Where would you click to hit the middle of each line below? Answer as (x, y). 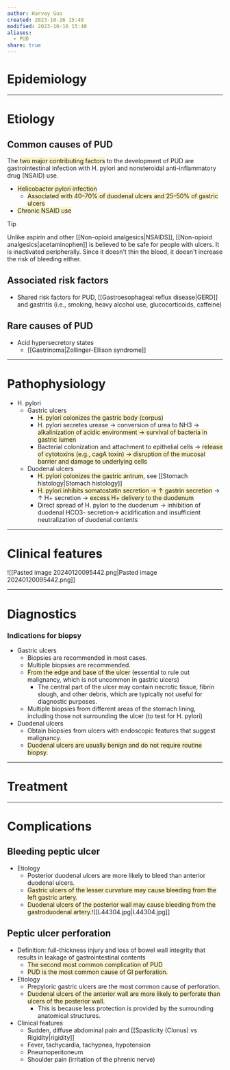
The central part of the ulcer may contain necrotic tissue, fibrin (126, 687)
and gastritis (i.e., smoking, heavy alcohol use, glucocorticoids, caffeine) (119, 304)
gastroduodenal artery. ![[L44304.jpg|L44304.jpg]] (99, 912)
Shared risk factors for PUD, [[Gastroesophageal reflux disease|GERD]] (117, 297)
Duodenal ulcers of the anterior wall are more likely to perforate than (124, 994)
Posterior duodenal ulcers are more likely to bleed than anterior (116, 875)
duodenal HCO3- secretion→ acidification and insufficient (119, 512)
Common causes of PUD (60, 144)
